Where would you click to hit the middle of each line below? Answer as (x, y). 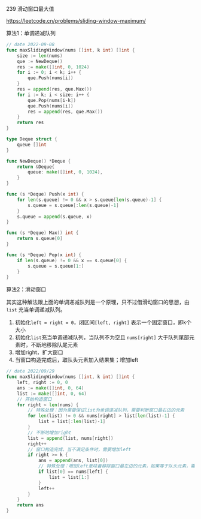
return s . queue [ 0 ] (40, 239)
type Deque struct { (32, 139)
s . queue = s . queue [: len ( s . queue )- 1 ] (73, 205)
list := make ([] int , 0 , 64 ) (52, 394)
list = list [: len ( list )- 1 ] (72, 422)
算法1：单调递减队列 (31, 33)
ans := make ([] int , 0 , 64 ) (51, 388)
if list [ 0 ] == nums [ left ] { (73, 472)
